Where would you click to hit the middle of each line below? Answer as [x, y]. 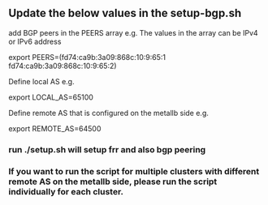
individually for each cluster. [66, 191]
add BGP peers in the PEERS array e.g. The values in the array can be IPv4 [133, 32]
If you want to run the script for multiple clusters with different [134, 171]
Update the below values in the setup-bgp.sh [125, 13]
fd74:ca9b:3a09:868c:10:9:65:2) [63, 66]
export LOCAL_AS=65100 [51, 97]
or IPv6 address [35, 41]
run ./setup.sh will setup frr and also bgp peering [107, 149]
